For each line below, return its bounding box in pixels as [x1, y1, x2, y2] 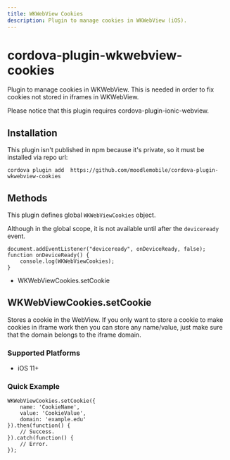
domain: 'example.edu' [20, 416, 87, 423]
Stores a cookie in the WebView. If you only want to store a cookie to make [7, 315, 224, 324]
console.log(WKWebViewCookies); [20, 258, 115, 265]
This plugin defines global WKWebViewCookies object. [7, 211, 156, 219]
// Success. [20, 428, 55, 435]
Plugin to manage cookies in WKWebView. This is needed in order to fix [7, 85, 215, 94]
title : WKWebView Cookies [7, 10, 83, 18]
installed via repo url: [7, 153, 68, 162]
